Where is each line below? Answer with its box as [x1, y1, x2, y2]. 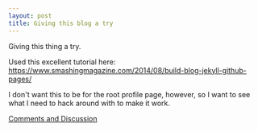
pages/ [8, 74, 32, 84]
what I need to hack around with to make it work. [8, 98, 171, 108]
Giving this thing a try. [8, 41, 81, 51]
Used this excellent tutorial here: [8, 57, 116, 67]
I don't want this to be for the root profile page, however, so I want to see [8, 89, 251, 99]
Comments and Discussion [8, 113, 98, 123]
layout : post [8, 11, 52, 20]
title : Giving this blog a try [8, 19, 114, 27]
